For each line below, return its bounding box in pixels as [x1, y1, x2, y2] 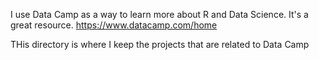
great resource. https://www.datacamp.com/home [10, 19, 218, 31]
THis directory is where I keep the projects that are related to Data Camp [10, 39, 310, 50]
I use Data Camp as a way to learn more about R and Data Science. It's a [10, 9, 309, 20]
